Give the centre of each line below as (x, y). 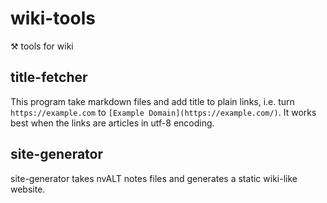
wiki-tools (53, 18)
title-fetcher (49, 77)
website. (28, 189)
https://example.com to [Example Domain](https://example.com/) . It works (163, 112)
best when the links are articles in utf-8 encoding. (112, 123)
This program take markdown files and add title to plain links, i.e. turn (152, 101)
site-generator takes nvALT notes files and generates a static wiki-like (154, 178)
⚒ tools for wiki (42, 46)
